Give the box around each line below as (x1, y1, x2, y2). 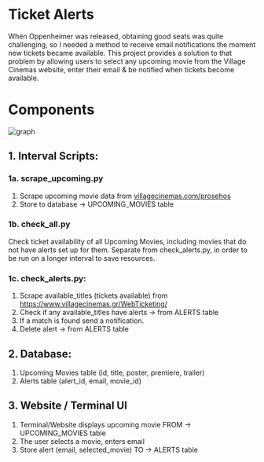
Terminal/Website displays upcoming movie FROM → (19, 420, 192, 429)
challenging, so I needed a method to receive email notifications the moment (8, 39, 256, 49)
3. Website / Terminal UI (8, 399, 128, 412)
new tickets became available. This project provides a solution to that (8, 48, 233, 57)
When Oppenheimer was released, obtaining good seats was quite (8, 31, 224, 41)
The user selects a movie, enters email (19, 436, 145, 445)
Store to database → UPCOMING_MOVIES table (19, 199, 174, 209)
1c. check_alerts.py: (8, 273, 86, 284)
